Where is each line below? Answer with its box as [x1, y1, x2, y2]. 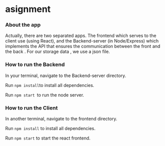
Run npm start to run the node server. [5, 91, 84, 98]
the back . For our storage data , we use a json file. [5, 48, 110, 54]
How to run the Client [5, 104, 58, 111]
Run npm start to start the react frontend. [5, 135, 91, 141]
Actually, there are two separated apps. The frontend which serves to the [5, 32, 156, 38]
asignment [5, 3, 51, 15]
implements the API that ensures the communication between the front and [5, 43, 160, 49]
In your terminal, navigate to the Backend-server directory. [5, 72, 126, 78]
